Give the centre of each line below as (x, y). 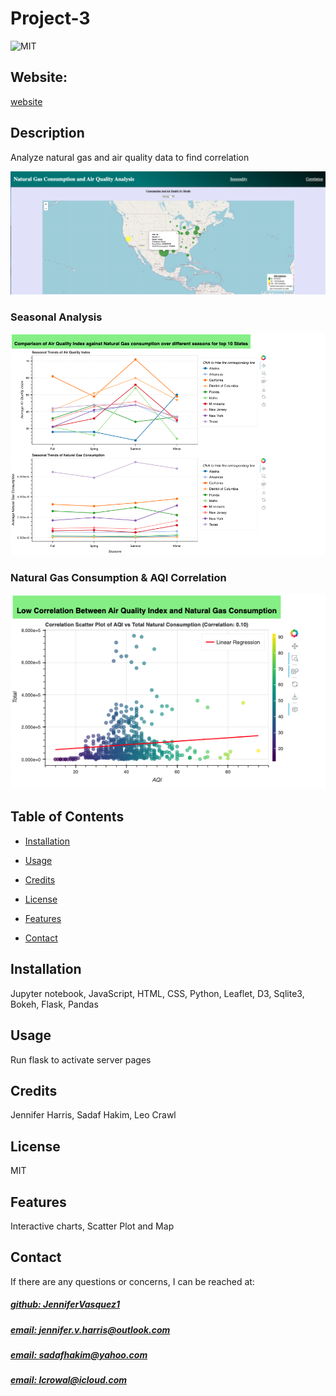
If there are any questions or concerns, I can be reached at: (132, 1281)
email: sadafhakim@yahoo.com (79, 1355)
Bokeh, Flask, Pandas (54, 1004)
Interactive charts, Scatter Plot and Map (92, 1226)
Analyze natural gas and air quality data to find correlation (130, 157)
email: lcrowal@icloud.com (69, 1380)
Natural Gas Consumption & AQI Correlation (118, 577)
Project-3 (50, 18)
